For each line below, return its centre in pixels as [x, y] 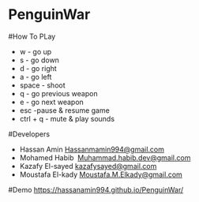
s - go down [39, 60]
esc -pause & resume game [65, 110]
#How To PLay [32, 36]
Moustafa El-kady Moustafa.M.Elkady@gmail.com [101, 174]
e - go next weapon [52, 102]
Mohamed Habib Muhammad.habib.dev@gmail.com [105, 157]
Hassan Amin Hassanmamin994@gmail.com [92, 149]
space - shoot [42, 85]
